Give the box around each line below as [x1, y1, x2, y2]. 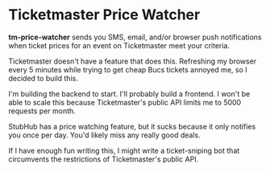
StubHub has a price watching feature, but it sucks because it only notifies [8, 121, 256, 131]
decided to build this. [8, 73, 78, 83]
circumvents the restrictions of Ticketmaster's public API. [8, 154, 199, 164]
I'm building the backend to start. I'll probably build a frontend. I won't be [8, 88, 251, 98]
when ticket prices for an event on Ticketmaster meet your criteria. [8, 40, 231, 50]
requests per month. [8, 106, 77, 116]
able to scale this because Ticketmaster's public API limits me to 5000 [8, 97, 242, 107]
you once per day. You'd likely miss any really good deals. [8, 130, 201, 140]
